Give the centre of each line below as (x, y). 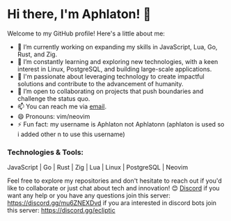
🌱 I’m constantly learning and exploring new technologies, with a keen (118, 61)
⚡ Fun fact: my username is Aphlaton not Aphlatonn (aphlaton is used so (121, 124)
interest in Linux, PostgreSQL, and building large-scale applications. (114, 69)
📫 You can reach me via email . (62, 106)
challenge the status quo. (54, 98)
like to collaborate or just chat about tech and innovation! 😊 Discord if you (114, 188)
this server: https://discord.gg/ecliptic (62, 211)
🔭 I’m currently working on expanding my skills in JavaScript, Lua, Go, (117, 47)
